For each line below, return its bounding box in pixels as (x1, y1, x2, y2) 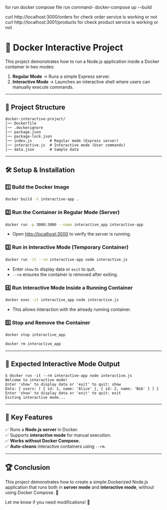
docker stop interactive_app (5, 332, 66, 337)
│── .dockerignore (5, 125, 43, 130)
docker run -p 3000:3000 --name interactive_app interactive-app (5, 222, 143, 227)
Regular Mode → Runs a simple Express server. (12, 73, 110, 79)
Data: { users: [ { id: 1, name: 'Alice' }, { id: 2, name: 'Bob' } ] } (5, 386, 159, 391)
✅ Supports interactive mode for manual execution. (5, 432, 112, 438)
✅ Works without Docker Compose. (5, 438, 81, 444)
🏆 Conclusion (5, 463, 51, 472)
